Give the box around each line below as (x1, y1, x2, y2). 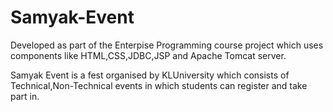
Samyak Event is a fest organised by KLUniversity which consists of (10, 69, 290, 81)
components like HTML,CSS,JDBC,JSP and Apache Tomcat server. (10, 49, 287, 61)
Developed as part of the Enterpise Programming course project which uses (10, 39, 324, 51)
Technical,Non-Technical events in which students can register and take (10, 79, 308, 91)
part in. (10, 90, 40, 102)
